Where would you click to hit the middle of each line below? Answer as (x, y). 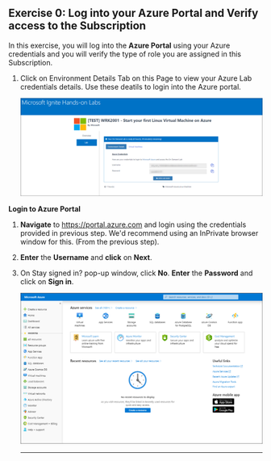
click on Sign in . (47, 281)
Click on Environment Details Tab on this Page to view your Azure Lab (136, 78)
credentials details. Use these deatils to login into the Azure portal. (131, 86)
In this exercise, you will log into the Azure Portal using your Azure (119, 45)
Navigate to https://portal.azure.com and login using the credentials (133, 224)
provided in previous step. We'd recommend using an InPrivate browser (139, 233)
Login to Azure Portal (44, 208)
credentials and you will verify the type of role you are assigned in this (125, 54)
